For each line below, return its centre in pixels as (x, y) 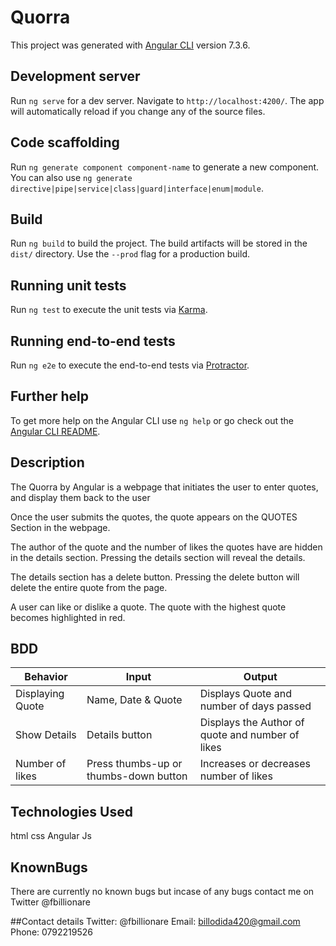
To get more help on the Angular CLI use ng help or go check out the (152, 420)
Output (260, 677)
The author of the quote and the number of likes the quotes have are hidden (166, 547)
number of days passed (255, 706)
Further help (50, 396)
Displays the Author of (252, 723)
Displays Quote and (245, 694)
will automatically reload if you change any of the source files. (138, 111)
